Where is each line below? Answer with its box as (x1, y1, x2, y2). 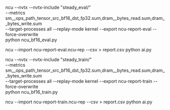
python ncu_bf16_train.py (5, 89, 58, 95)
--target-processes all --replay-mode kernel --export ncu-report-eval (5, 26, 152, 32)
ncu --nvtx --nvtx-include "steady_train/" (5, 57, 92, 63)
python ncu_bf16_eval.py (5, 37, 57, 43)
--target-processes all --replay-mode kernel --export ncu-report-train (5, 78, 153, 84)
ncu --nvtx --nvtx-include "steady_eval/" (5, 5, 91, 10)
